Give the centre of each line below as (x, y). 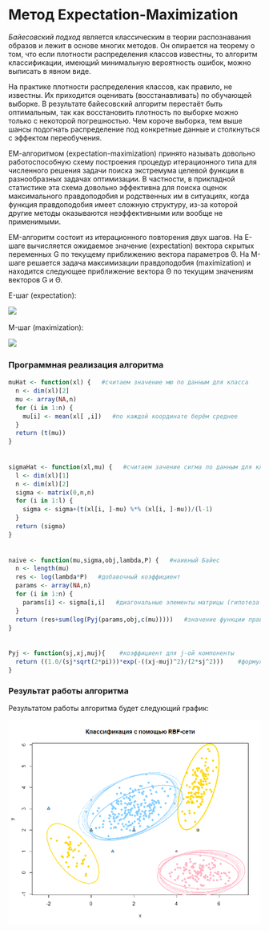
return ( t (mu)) (41, 433)
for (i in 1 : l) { (44, 501)
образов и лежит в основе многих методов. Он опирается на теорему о (132, 45)
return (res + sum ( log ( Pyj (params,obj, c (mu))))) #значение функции (130, 620)
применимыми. (35, 222)
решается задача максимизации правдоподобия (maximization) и (139, 262)
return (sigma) (41, 526)
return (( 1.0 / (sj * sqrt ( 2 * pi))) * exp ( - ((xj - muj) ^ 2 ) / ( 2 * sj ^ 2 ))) (120, 662)
